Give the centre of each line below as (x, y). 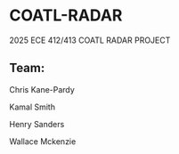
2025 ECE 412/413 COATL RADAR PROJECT (90, 40)
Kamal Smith (33, 107)
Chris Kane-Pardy (42, 89)
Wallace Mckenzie (43, 141)
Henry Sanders (37, 124)
